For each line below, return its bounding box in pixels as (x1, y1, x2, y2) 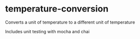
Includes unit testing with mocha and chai (5, 28, 90, 34)
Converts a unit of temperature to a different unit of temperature (5, 19, 136, 25)
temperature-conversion (5, 3, 108, 14)
